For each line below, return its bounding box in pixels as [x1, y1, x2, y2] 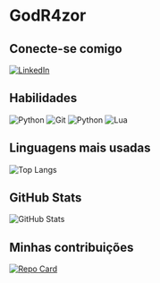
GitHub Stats [9, 190, 82, 206]
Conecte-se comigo [9, 41, 122, 56]
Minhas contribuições [9, 239, 134, 255]
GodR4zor [9, 5, 87, 26]
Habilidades [9, 90, 78, 106]
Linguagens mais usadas [9, 141, 151, 156]
